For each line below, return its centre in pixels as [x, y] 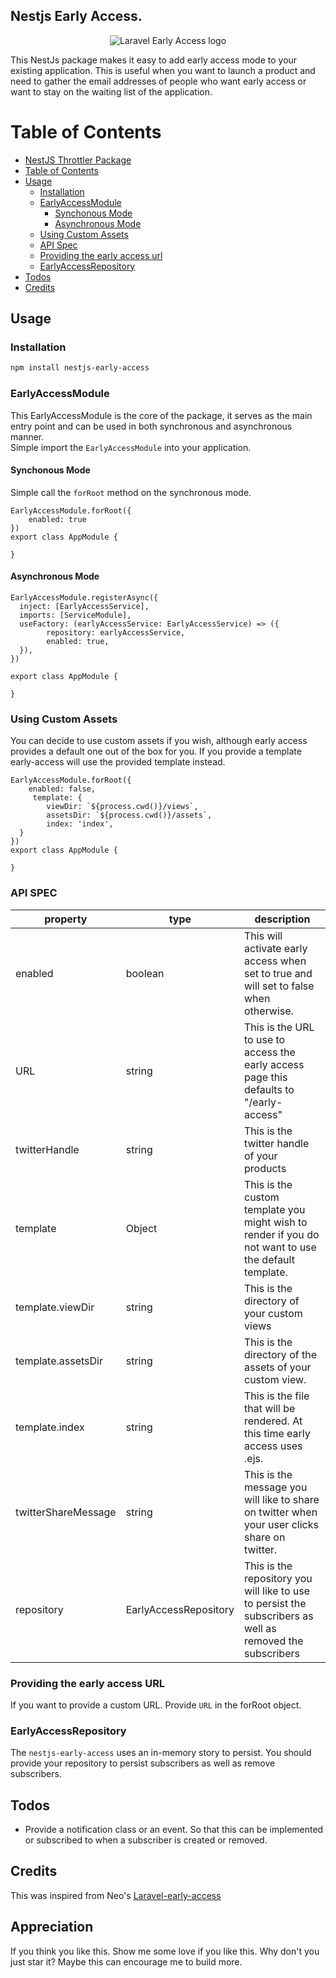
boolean [145, 973]
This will [263, 936]
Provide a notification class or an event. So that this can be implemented [174, 1830]
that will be [270, 1408]
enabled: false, [62, 789]
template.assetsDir [59, 1361]
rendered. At [273, 1421]
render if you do [282, 1234]
